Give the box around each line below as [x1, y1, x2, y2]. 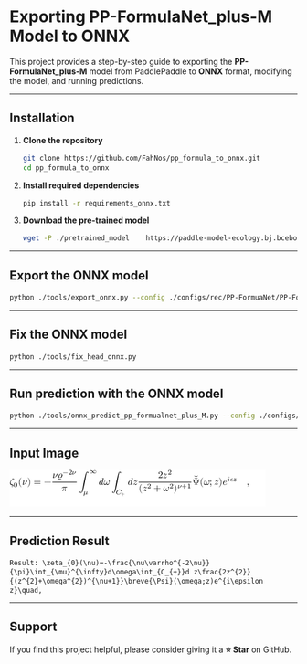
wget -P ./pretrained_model [22, 234, 130, 243]
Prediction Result [9, 532, 110, 549]
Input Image [9, 445, 79, 460]
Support [9, 619, 58, 635]
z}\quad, [9, 585, 43, 595]
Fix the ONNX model [9, 327, 128, 343]
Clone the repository [22, 134, 103, 145]
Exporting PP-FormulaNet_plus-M [9, 6, 272, 27]
